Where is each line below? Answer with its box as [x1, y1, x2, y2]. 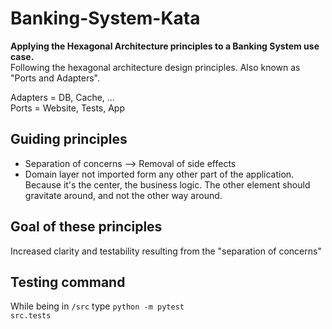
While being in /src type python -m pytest [10, 300, 185, 312]
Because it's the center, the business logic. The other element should [24, 178, 311, 191]
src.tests [10, 311, 52, 321]
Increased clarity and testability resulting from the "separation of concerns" [10, 245, 322, 257]
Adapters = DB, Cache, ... [10, 91, 115, 103]
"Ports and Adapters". [10, 72, 101, 84]
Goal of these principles [10, 218, 163, 236]
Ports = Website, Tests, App [10, 102, 125, 114]
